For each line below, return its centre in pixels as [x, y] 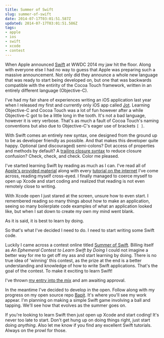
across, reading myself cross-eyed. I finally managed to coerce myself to [79, 176]
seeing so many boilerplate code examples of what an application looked [79, 206]
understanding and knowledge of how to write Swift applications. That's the [82, 265]
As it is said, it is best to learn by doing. [45, 221]
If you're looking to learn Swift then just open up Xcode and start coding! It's [82, 315]
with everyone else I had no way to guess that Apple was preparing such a [80, 69]
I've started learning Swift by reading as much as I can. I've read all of [75, 165]
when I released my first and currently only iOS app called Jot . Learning [78, 105]
